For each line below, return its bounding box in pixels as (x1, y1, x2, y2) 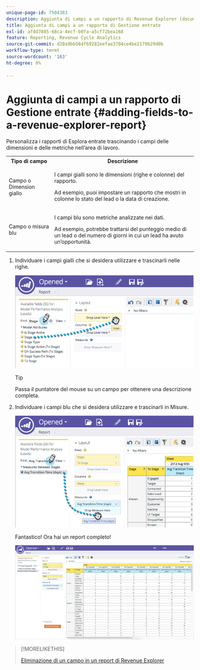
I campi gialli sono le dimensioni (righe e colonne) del (54, 171, 185, 179)
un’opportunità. (54, 238, 92, 245)
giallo (8, 189, 23, 196)
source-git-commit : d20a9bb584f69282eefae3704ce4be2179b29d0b (6, 41, 164, 47)
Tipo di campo (11, 157, 48, 164)
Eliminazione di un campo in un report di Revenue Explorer (20, 657, 165, 664)
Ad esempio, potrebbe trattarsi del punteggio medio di (54, 226, 187, 233)
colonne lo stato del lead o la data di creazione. (54, 195, 170, 202)
